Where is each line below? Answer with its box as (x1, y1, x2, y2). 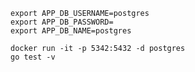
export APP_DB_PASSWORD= (10, 17, 114, 27)
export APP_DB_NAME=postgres (10, 26, 132, 36)
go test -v (10, 52, 56, 62)
